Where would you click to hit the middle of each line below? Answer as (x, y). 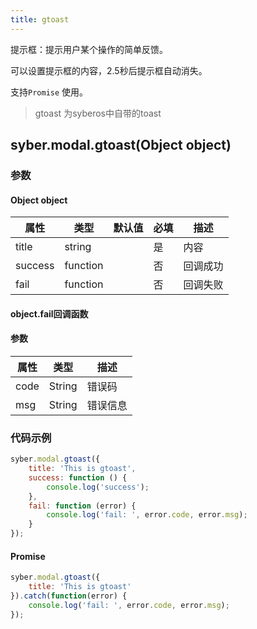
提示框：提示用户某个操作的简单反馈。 (89, 49)
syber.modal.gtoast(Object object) (121, 145)
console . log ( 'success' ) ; (98, 487)
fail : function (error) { (82, 506)
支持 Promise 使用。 (49, 92)
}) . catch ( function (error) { (69, 596)
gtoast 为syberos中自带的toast (98, 113)
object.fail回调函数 (49, 313)
